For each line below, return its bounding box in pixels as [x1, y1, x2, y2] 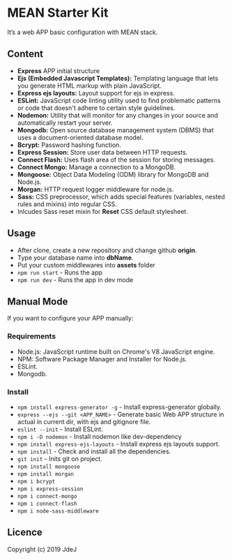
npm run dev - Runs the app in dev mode [17, 275, 134, 283]
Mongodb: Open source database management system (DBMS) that [17, 125, 214, 134]
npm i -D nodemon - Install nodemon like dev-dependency [17, 432, 183, 440]
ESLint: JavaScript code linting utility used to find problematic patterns [17, 96, 221, 104]
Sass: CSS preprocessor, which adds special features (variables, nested [17, 192, 225, 201]
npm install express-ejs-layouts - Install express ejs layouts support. [17, 440, 220, 448]
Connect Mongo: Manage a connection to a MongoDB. [17, 162, 176, 171]
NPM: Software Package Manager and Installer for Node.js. [17, 355, 187, 363]
